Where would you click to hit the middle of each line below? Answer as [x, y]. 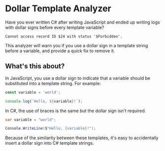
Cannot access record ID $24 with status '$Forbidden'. [64, 36]
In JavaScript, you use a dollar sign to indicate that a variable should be [78, 78]
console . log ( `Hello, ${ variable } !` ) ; [44, 101]
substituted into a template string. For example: [53, 83]
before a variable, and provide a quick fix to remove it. [60, 51]
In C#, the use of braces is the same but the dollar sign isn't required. [76, 111]
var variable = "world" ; [31, 120]
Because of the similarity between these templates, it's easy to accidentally [82, 138]
